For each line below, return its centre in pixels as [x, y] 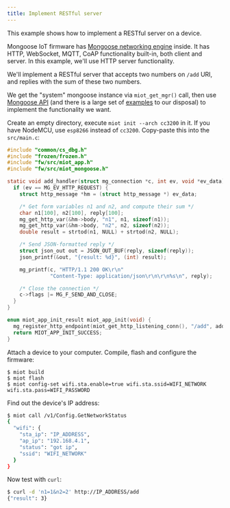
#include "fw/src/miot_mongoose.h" [58, 169]
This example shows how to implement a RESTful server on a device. [104, 33]
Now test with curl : [34, 480]
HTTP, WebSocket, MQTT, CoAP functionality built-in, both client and [105, 54]
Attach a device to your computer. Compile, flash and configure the [102, 352]
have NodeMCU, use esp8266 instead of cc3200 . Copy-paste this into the [108, 130]
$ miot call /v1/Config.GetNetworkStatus [67, 415]
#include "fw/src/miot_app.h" [50, 163]
